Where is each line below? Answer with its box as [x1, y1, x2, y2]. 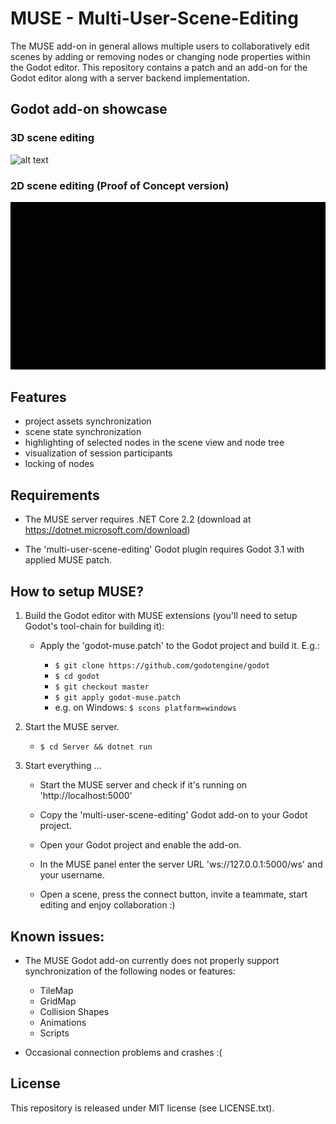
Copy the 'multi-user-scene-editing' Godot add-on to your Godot [39, 809, 308, 821]
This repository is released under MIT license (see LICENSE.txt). [10, 1102, 275, 1114]
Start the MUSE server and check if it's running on [39, 779, 248, 791]
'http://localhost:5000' [39, 790, 133, 802]
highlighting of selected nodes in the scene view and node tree [24, 437, 285, 449]
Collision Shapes [39, 1005, 110, 1017]
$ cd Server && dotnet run [39, 742, 153, 752]
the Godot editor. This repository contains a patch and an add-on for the [10, 61, 308, 73]
